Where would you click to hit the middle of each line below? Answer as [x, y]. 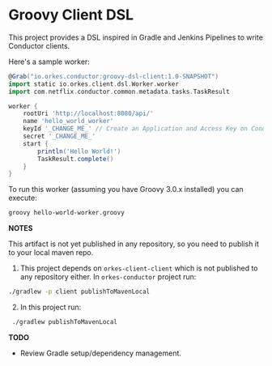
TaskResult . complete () [76, 159]
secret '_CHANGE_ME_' [59, 136]
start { [36, 143]
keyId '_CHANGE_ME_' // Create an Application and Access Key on [136, 129]
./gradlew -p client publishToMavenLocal [79, 292]
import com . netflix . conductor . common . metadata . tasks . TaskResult [119, 91]
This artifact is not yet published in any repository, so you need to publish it [134, 244]
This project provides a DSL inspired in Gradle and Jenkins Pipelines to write [136, 37]
